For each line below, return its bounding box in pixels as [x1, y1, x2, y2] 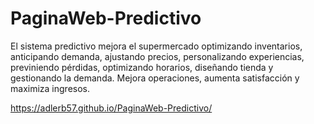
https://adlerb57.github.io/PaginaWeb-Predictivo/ [10, 102, 213, 114]
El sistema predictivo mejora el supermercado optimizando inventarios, [10, 40, 303, 52]
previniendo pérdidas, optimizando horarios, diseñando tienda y [10, 61, 274, 73]
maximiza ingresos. [10, 82, 90, 94]
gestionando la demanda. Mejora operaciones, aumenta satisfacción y [10, 72, 300, 84]
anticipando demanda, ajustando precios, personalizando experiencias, [10, 50, 305, 62]
